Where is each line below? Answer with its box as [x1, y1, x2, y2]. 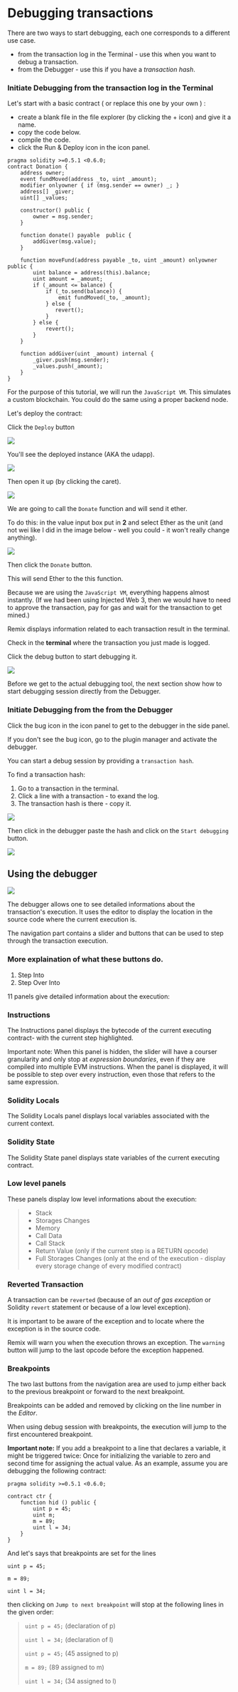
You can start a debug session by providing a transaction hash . [7, 756, 194, 765]
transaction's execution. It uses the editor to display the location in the [7, 907, 213, 917]
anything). [7, 533, 38, 542]
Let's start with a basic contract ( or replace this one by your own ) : [7, 99, 206, 108]
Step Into [17, 971, 45, 979]
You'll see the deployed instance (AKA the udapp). [7, 450, 155, 459]
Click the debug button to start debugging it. [7, 652, 137, 661]
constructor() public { [20, 207, 91, 215]
